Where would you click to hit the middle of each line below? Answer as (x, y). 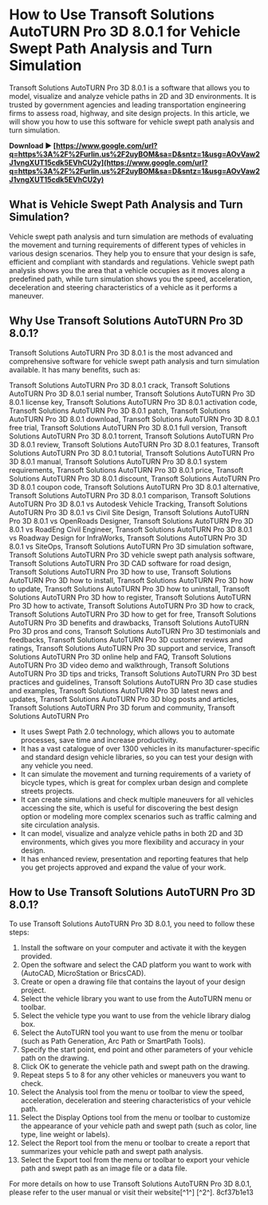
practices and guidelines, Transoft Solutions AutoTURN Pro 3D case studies (133, 682)
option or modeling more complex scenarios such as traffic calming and (139, 816)
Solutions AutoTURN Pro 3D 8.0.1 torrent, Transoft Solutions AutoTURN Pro (132, 436)
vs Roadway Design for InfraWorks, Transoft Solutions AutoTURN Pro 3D (128, 537)
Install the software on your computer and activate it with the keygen (133, 948)
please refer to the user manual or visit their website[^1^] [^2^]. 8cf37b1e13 (131, 1192)
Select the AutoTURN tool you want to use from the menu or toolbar (132, 1033)
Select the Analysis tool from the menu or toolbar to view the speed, (132, 1092)
